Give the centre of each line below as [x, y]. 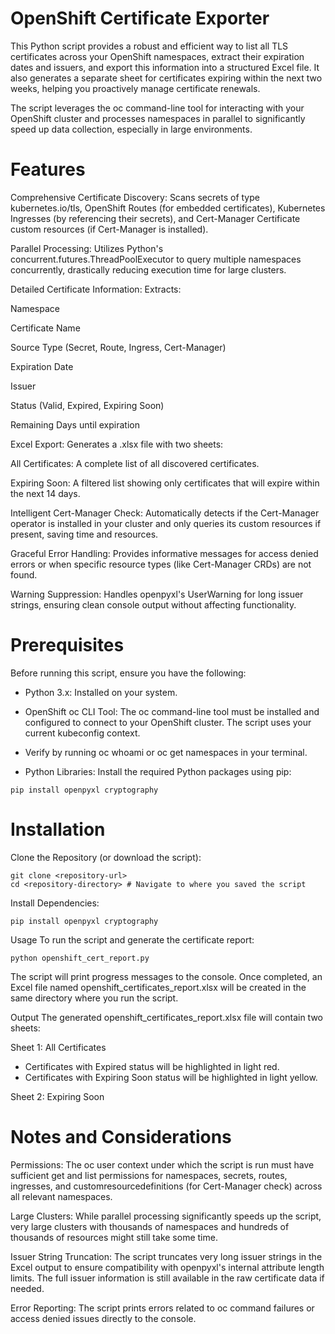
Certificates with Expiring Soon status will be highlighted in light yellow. [171, 1077]
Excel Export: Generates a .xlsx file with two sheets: [117, 444]
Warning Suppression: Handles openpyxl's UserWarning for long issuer [157, 594]
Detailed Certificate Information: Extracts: [96, 289]
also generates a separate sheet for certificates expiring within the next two [166, 78]
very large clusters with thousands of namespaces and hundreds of [150, 1226]
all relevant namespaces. [61, 1196]
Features [48, 169]
